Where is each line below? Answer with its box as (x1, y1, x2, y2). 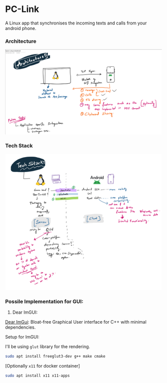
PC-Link (5, 3, 40, 15)
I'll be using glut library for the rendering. (5, 344, 90, 350)
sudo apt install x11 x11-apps (5, 373, 70, 378)
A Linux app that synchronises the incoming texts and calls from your (5, 20, 147, 26)
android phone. (5, 25, 36, 31)
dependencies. (5, 324, 36, 330)
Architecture (5, 37, 37, 44)
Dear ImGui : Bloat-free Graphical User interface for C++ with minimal (5, 319, 147, 325)
